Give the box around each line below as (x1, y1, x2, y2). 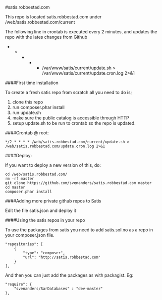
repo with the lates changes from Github (5, 34, 88, 40)
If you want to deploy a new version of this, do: (5, 162, 101, 168)
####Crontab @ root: (5, 130, 49, 136)
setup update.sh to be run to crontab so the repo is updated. (12, 120, 136, 126)
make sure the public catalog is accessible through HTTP (12, 115, 129, 121)
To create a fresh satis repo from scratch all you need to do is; (5, 90, 132, 95)
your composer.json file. (5, 232, 54, 238)
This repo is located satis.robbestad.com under (5, 14, 102, 19)
